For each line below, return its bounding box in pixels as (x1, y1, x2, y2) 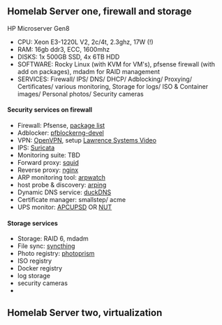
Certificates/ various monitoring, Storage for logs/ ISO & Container (17, 82, 209, 90)
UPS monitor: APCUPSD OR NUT (17, 203, 112, 212)
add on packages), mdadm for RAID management (17, 67, 161, 75)
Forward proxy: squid (17, 159, 79, 167)
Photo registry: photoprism (17, 250, 95, 258)
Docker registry (17, 264, 63, 273)
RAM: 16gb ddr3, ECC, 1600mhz (17, 45, 110, 53)
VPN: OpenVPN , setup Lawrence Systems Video (17, 136, 157, 145)
